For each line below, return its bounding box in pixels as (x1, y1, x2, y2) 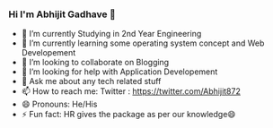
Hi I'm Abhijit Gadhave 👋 (8, 8, 116, 21)
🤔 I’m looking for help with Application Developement (21, 66, 218, 77)
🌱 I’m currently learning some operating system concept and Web (21, 38, 265, 48)
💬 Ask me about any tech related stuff (21, 76, 162, 87)
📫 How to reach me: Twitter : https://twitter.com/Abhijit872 (21, 86, 242, 97)
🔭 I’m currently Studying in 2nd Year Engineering (21, 29, 202, 39)
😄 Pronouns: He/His (21, 98, 98, 110)
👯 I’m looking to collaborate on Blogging (21, 57, 170, 68)
